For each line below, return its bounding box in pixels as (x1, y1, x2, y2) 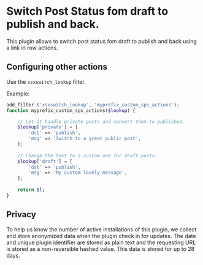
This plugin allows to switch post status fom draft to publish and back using (6, 37, 197, 45)
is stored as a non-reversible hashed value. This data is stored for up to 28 (6, 245, 195, 252)
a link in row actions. (6, 44, 58, 51)
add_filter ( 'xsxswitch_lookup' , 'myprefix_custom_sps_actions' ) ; (6, 102, 180, 108)
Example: (6, 90, 30, 97)
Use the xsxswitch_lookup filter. (6, 78, 86, 85)
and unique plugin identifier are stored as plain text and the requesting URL (6, 239, 196, 246)
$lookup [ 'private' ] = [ (17, 124, 79, 130)
